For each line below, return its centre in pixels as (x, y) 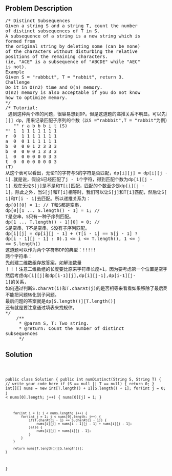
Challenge (17, 82)
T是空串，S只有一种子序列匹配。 (39, 216)
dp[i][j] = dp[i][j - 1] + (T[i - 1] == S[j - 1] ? (72, 233)
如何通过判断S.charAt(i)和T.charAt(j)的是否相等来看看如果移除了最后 (84, 288)
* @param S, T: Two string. (54, 323)
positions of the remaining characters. (57, 56)
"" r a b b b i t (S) (40, 126)
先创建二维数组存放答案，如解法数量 (44, 263)
